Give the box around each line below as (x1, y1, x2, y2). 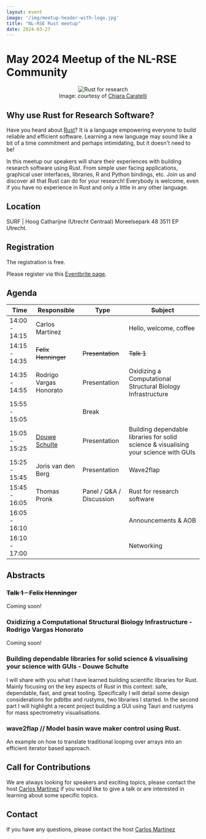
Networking (128, 542, 162, 550)
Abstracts (6, 570, 45, 580)
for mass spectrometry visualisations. (6, 708, 101, 716)
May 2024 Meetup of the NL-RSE (6, 53, 177, 66)
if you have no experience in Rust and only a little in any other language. (6, 184, 189, 191)
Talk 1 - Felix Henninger (6, 588, 78, 597)
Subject (151, 306, 175, 314)
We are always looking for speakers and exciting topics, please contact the (6, 778, 196, 786)
